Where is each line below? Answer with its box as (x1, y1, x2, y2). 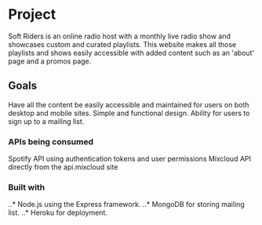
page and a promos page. (8, 56, 92, 66)
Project (8, 5, 56, 24)
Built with (8, 182, 45, 193)
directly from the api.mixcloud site (8, 162, 118, 172)
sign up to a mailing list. (8, 116, 85, 126)
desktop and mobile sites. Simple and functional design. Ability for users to (8, 108, 250, 118)
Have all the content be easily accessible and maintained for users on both (8, 100, 249, 109)
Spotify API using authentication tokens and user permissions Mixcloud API (8, 154, 252, 164)
